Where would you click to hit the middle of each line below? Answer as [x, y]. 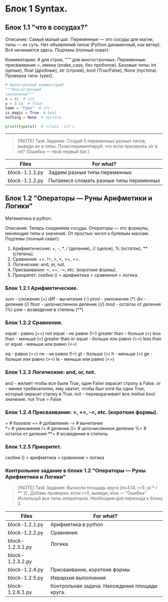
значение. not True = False [33, 399]
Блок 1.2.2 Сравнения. [34, 323]
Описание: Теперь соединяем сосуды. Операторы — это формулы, [77, 228]
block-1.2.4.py [26, 570]
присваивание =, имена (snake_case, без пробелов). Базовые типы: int [81, 65]
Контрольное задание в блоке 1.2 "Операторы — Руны [75, 471]
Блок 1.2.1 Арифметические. [42, 288]
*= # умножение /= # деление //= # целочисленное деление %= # [76, 428]
